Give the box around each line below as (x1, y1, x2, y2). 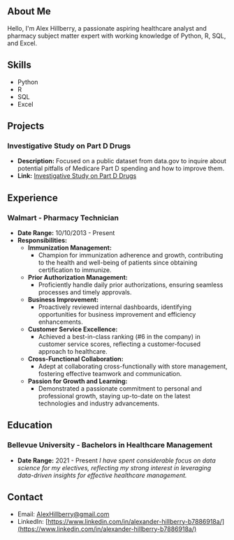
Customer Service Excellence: (27, 325, 118, 333)
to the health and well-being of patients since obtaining (38, 258, 198, 267)
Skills (7, 59, 31, 71)
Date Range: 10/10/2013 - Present (17, 229, 115, 237)
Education (7, 419, 53, 431)
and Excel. (7, 38, 37, 47)
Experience (7, 192, 58, 204)
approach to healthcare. (38, 347, 108, 355)
